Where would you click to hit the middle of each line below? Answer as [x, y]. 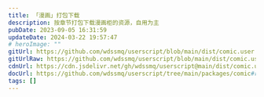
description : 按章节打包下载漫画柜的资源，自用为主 [84, 23]
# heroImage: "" [35, 45]
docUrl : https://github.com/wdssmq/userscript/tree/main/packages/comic [130, 74]
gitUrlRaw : [26, 59]
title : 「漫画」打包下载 [44, 15]
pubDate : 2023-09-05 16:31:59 [58, 30]
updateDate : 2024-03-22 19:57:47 [63, 37]
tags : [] [22, 81]
